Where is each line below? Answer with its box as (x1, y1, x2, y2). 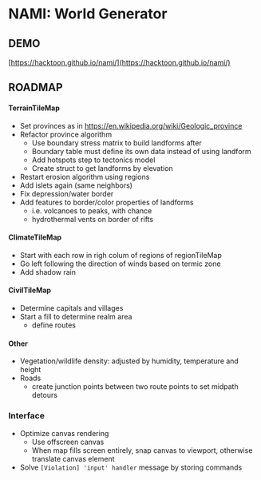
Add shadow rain (19, 267, 76, 276)
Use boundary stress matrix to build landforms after (31, 137, 202, 148)
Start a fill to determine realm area (19, 312, 132, 321)
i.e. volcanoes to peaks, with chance (31, 205, 152, 216)
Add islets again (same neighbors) (19, 180, 133, 190)
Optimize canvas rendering (19, 428, 109, 438)
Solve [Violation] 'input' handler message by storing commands (19, 462, 243, 472)
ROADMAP (8, 81, 63, 94)
